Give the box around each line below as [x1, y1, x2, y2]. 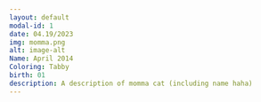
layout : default [9, 12, 69, 22]
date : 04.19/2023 [9, 29, 74, 38]
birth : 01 [9, 71, 46, 80]
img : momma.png [9, 37, 66, 47]
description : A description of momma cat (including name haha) [9, 79, 253, 88]
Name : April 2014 [9, 54, 74, 63]
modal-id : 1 [9, 21, 53, 30]
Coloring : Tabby [9, 63, 69, 72]
